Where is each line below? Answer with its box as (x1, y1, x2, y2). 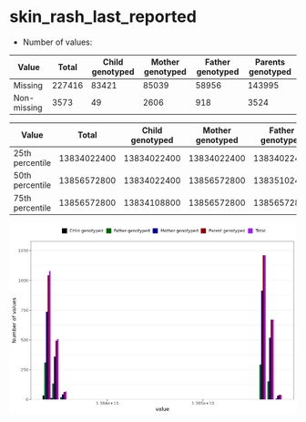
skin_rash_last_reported (9, 6, 198, 27)
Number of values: (22, 36, 93, 47)
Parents (254, 57, 285, 67)
